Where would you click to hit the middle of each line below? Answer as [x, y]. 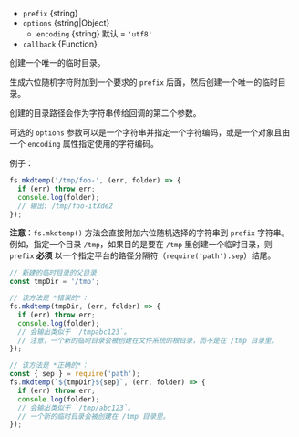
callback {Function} [60, 44]
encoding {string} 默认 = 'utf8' [94, 34]
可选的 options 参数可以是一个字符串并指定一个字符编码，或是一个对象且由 [149, 132]
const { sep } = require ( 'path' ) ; [75, 374]
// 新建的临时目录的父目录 [53, 273]
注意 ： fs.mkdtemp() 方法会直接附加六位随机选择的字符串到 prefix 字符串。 [149, 233]
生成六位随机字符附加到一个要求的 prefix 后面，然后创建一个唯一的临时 [144, 82]
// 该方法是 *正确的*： [49, 365]
